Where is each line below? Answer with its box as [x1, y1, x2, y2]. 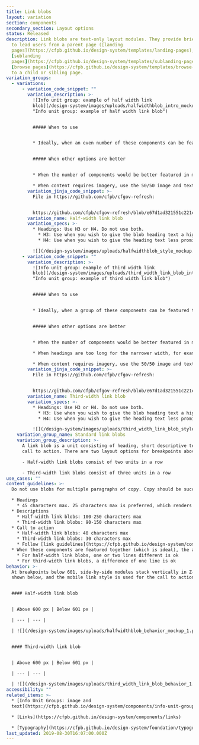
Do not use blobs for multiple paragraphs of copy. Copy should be [11, 486, 182, 492]
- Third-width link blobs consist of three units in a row [21, 470, 171, 476]
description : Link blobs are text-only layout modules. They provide [6, 36, 182, 42]
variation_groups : [6, 75, 52, 81]
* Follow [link [17, 542, 54, 548]
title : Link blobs [6, 8, 52, 15]
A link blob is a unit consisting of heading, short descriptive [21, 443, 187, 449]
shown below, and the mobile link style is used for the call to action [11, 574, 195, 580]
